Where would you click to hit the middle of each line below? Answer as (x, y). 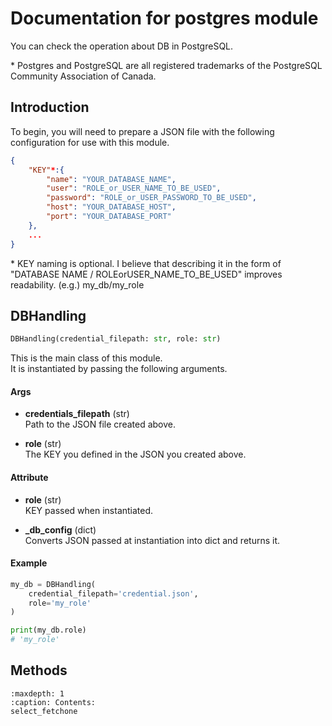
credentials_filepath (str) (77, 414)
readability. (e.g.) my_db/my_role (77, 284)
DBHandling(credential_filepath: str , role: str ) (116, 339)
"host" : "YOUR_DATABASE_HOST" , (111, 207)
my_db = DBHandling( (53, 584)
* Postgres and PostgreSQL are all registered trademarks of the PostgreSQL (166, 65)
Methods (39, 670)
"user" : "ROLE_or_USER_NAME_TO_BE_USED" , (134, 188)
